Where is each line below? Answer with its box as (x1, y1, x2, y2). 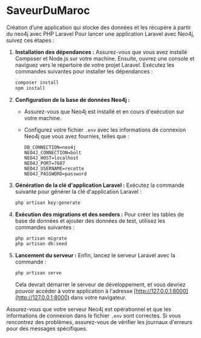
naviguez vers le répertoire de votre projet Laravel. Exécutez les (15, 61, 174, 69)
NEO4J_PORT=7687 (24, 160, 65, 166)
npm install (15, 85, 45, 91)
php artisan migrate (15, 235, 67, 242)
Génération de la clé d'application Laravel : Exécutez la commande (15, 181, 185, 189)
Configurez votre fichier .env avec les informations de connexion (24, 126, 186, 134)
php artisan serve (15, 270, 62, 276)
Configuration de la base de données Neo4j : (15, 96, 130, 103)
